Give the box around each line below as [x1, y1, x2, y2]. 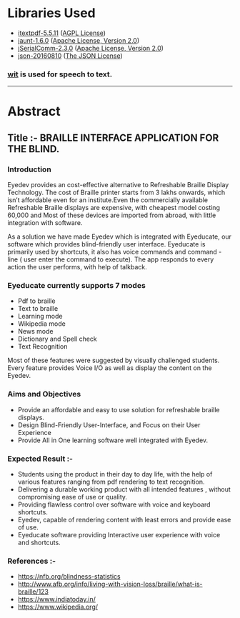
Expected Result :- [7, 454, 74, 464]
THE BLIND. [7, 143, 60, 155]
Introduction [7, 164, 51, 174]
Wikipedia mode [17, 319, 66, 328]
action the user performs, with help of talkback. [7, 263, 148, 271]
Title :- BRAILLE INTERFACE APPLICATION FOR [7, 131, 219, 144]
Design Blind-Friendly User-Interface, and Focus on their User [17, 420, 201, 429]
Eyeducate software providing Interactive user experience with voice [17, 531, 221, 539]
